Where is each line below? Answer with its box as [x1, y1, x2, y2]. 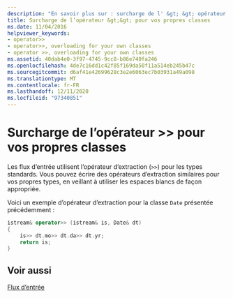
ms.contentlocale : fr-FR [7, 82, 80, 89]
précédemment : [7, 205, 55, 214]
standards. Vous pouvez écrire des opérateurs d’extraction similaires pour [7, 170, 220, 178]
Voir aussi [7, 265, 52, 276]
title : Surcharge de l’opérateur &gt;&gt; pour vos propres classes [7, 17, 211, 24]
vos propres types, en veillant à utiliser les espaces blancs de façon [7, 177, 202, 186]
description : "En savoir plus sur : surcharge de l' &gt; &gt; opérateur [7, 10, 227, 17]
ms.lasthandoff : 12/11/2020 [7, 88, 89, 95]
